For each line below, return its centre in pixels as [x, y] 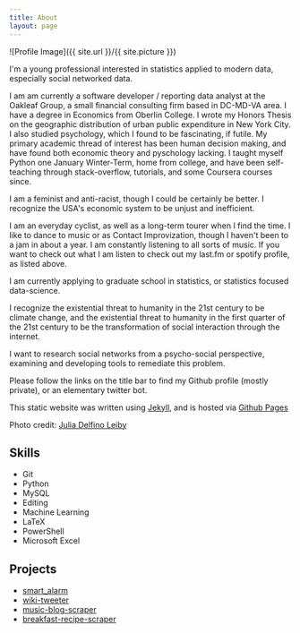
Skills [25, 453]
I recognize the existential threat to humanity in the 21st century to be [137, 308]
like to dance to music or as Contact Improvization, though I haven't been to [149, 235]
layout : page [34, 26]
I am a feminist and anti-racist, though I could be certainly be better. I [137, 199]
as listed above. [38, 263]
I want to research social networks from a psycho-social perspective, [137, 354]
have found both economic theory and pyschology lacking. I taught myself [146, 152]
